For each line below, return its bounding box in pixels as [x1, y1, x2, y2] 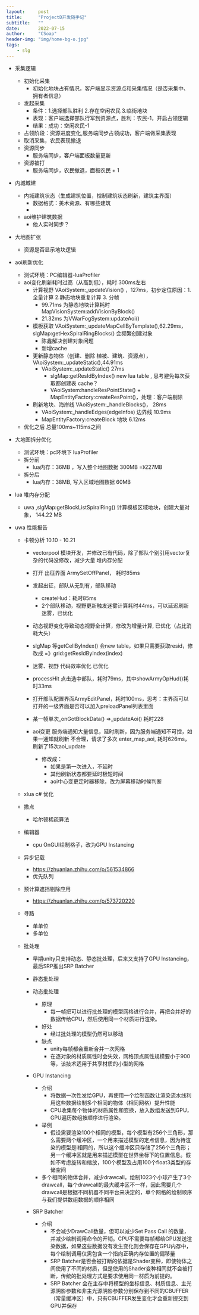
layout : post [6, 8, 49, 15]
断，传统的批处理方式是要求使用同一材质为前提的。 [50, 1272, 175, 1279]
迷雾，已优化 [41, 609, 73, 617]
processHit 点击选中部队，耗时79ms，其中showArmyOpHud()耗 [32, 674, 189, 682]
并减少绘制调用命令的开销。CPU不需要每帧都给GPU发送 [50, 1235, 187, 1242]
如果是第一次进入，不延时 [50, 763, 113, 770]
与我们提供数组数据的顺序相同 [41, 1196, 115, 1203]
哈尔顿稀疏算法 [32, 816, 70, 823]
